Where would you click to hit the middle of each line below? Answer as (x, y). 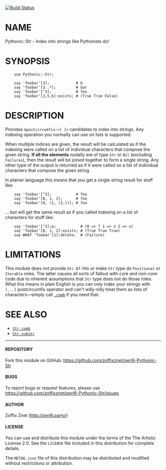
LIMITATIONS (33, 255)
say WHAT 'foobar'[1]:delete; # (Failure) (60, 235)
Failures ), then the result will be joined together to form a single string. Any (82, 160)
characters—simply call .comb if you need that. (52, 295)
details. (13, 448)
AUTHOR (15, 404)
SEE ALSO (26, 314)
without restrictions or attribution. (39, 463)
